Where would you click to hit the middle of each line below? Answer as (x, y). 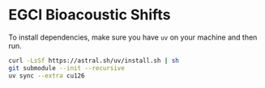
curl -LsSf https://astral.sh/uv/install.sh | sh (94, 61)
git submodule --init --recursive (67, 68)
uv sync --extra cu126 (47, 75)
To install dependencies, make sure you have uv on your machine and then (133, 37)
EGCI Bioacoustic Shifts (90, 15)
